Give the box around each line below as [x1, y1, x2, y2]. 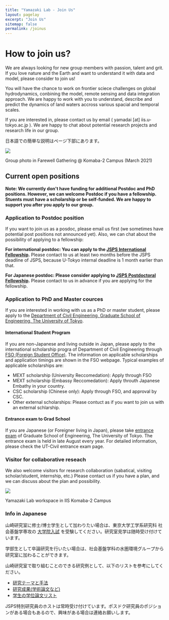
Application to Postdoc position [5, 214, 84, 221]
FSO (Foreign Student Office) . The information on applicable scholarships [5, 351, 158, 357]
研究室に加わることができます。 [5, 552, 72, 558]
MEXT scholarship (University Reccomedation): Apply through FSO [12, 372, 152, 378]
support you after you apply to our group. [5, 201, 94, 208]
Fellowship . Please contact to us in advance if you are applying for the [5, 278, 152, 284]
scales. [5, 107, 20, 113]
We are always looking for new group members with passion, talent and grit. [5, 65, 164, 71]
